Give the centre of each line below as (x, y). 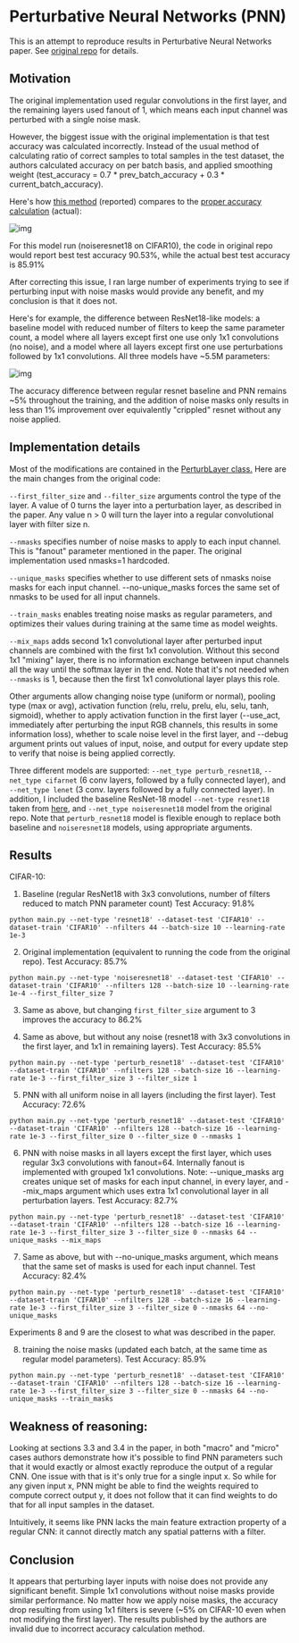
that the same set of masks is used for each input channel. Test (139, 1267)
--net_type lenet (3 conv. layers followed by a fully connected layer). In (142, 789)
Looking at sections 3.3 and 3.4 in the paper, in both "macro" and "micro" (144, 1448)
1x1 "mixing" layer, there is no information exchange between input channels (149, 659)
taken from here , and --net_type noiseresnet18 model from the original (141, 808)
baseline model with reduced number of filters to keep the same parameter (147, 327)
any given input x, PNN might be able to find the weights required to (134, 1486)
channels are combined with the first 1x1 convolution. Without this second (144, 650)
